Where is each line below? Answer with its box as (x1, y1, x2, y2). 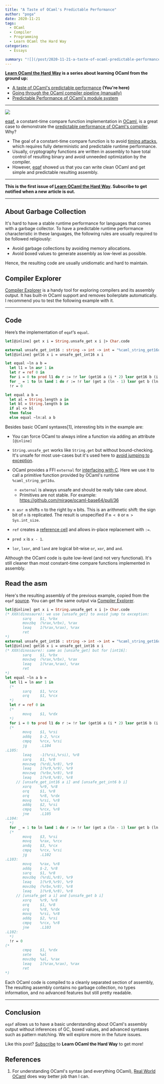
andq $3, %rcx (22, 843, 58, 848)
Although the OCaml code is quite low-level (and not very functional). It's (5, 555, 152, 561)
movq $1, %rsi (22, 730, 58, 735)
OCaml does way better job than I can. (12, 1073, 89, 1080)
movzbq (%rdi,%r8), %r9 (22, 875, 73, 880)
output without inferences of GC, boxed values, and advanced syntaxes (5, 1026, 149, 1032)
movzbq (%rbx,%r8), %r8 (22, 884, 73, 889)
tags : (5, 21, 16, 26)
